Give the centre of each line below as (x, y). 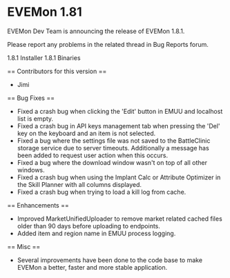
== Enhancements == (38, 205)
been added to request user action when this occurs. (92, 155)
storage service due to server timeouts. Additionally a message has (113, 148)
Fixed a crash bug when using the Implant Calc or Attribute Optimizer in (119, 177)
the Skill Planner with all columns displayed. (79, 184)
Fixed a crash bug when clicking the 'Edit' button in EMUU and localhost (120, 111)
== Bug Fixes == (31, 98)
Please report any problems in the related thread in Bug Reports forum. (108, 44)
